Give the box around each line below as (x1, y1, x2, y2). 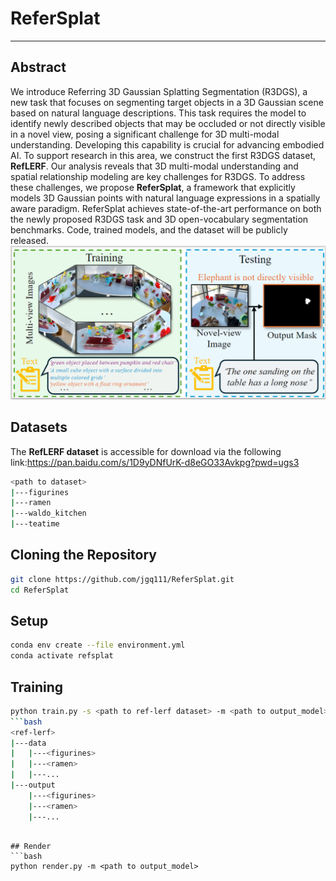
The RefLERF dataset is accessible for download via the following (10, 445, 282, 457)
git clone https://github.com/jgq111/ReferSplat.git (10, 574, 235, 584)
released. (10, 234, 49, 246)
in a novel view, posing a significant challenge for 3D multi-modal (10, 128, 280, 140)
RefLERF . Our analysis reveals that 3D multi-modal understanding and (10, 160, 299, 172)
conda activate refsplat (10, 651, 114, 661)
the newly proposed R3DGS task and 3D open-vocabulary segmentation (10, 213, 309, 225)
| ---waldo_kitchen (10, 508, 87, 519)
